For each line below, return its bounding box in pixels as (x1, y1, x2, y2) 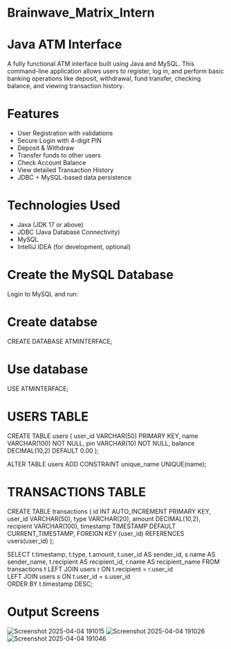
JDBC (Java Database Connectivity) (17, 228, 120, 236)
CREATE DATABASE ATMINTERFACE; (7, 337, 113, 345)
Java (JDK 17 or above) (17, 221, 84, 228)
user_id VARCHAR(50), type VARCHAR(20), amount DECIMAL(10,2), (7, 514, 201, 523)
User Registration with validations (17, 129, 113, 137)
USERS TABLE (7, 409, 89, 424)
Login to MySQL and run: (7, 289, 78, 298)
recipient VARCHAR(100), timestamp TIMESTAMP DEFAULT (7, 522, 176, 530)
